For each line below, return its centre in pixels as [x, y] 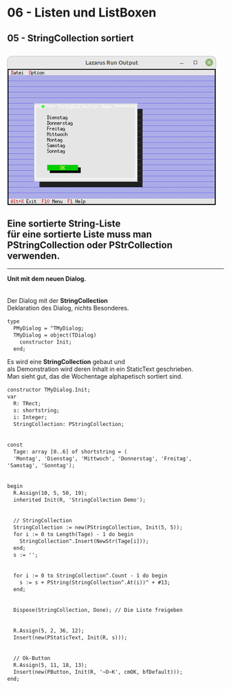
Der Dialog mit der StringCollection [58, 301]
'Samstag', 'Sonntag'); [41, 466]
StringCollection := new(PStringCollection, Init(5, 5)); [98, 528]
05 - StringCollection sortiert [70, 38]
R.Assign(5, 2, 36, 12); [49, 631]
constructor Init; [46, 342]
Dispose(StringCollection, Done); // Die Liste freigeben [98, 611]
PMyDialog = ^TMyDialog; [49, 328]
